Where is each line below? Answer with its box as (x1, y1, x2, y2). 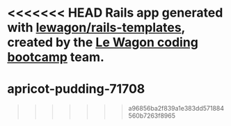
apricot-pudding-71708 (7, 81, 145, 97)
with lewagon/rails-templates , (7, 19, 186, 36)
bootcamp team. (7, 49, 104, 65)
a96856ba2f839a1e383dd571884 (128, 104, 225, 113)
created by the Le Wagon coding (7, 35, 198, 50)
